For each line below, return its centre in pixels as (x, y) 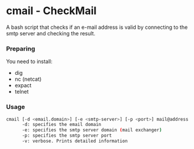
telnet (22, 92)
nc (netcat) (28, 79)
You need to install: (29, 62)
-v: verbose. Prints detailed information (75, 141)
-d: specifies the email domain (61, 125)
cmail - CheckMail (51, 11)
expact (23, 85)
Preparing (21, 48)
